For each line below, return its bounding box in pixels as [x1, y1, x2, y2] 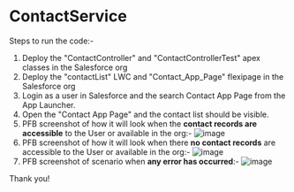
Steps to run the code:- [9, 35, 94, 46]
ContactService [9, 6, 128, 27]
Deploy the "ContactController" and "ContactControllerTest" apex [21, 52, 260, 63]
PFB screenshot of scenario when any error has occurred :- [21, 156, 240, 166]
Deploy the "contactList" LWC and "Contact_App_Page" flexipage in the [21, 71, 284, 81]
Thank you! [9, 173, 50, 183]
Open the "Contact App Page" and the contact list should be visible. [21, 109, 269, 119]
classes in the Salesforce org [21, 62, 128, 73]
